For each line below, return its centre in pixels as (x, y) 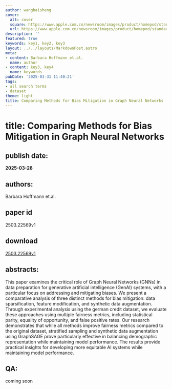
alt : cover (21, 19)
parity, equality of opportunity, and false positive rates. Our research (78, 320)
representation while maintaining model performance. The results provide (83, 342)
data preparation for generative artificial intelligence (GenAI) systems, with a (86, 287)
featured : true (21, 39)
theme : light (19, 96)
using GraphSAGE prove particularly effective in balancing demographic (81, 336)
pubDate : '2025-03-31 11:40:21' (40, 77)
